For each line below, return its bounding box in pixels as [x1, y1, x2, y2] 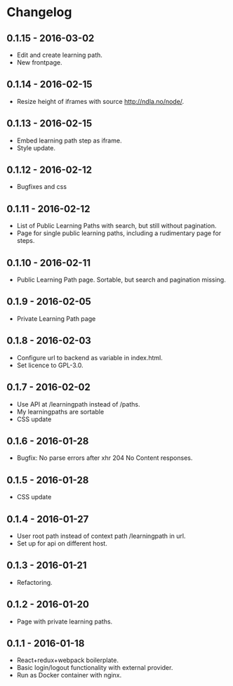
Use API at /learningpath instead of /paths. [16, 400, 140, 408]
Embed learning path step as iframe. [16, 136, 122, 145]
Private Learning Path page [16, 314, 96, 323]
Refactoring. [16, 578, 53, 586]
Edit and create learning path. [16, 51, 103, 59]
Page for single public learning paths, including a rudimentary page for [16, 229, 222, 237]
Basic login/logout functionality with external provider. [16, 664, 173, 672]
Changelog [6, 4, 72, 20]
